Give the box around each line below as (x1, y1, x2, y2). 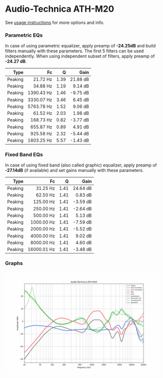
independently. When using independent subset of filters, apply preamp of (5, 53, 155, 59)
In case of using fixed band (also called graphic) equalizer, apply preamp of (5, 162, 157, 168)
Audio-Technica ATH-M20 (5, 3, 115, 15)
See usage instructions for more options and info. (5, 20, 105, 25)
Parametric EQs (5, 32, 43, 39)
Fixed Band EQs (5, 151, 43, 158)
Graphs (5, 260, 23, 267)
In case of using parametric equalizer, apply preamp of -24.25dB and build (5, 43, 156, 49)
